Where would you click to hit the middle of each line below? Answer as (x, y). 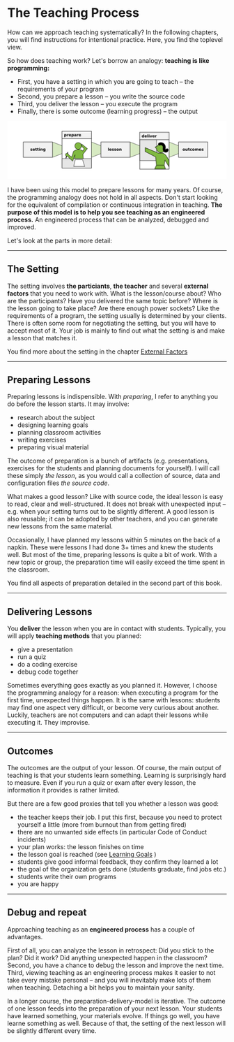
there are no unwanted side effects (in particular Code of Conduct (112, 832)
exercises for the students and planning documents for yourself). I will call (114, 468)
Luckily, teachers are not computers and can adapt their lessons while (108, 715)
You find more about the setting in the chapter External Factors (97, 352)
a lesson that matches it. (42, 338)
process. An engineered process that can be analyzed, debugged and (108, 219)
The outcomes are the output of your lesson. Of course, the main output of (114, 768)
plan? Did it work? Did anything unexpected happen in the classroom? (107, 957)
